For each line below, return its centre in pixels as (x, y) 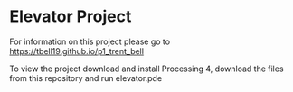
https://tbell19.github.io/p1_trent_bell (77, 51)
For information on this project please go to (90, 41)
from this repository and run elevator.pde (86, 78)
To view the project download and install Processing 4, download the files (146, 69)
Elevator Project (71, 17)
